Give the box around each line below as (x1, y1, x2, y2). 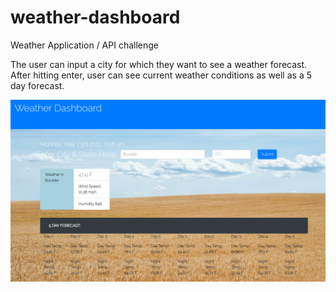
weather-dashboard (10, 6, 181, 29)
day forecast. (10, 79, 65, 91)
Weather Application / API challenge (10, 39, 160, 51)
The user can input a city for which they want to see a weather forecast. (10, 58, 308, 70)
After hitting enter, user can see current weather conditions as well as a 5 (10, 69, 312, 81)
